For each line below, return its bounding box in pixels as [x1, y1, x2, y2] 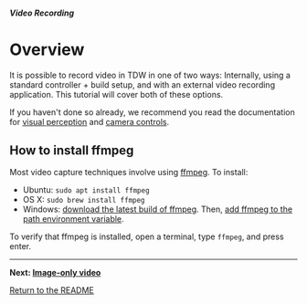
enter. [9, 241, 32, 252]
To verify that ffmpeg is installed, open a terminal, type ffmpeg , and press [9, 231, 285, 242]
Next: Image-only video [9, 267, 101, 278]
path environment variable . [22, 214, 125, 225]
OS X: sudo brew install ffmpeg [22, 194, 145, 205]
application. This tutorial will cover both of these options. [9, 89, 224, 100]
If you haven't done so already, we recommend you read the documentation [9, 106, 295, 118]
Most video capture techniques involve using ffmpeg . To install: [9, 167, 249, 178]
